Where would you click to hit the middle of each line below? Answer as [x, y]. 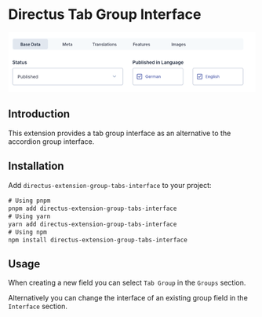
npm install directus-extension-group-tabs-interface [98, 240]
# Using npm [27, 232]
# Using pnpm [29, 201]
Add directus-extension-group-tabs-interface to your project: [110, 185]
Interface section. [38, 306]
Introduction [39, 114]
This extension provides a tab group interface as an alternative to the [120, 133]
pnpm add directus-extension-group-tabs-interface [93, 208]
